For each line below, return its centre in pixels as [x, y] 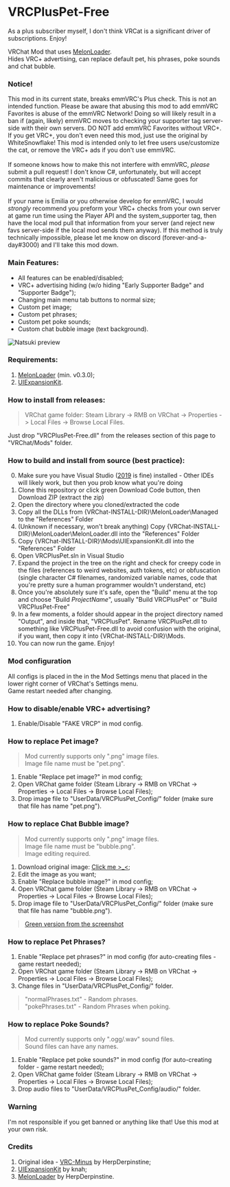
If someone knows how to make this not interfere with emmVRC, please [109, 165]
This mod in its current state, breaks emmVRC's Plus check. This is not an [112, 99]
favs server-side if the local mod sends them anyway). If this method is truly [115, 230]
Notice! [20, 84]
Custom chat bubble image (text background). [83, 329]
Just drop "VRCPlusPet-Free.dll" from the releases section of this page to [112, 436]
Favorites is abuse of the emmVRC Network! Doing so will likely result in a [112, 113]
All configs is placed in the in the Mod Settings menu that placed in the [108, 676]
